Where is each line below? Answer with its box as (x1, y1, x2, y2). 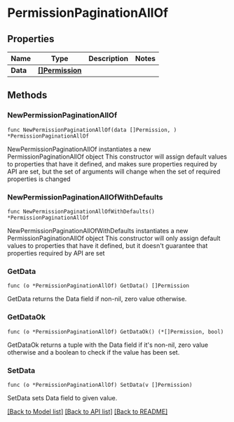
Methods (7, 89, 48, 101)
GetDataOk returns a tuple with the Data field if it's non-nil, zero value (7, 341, 209, 349)
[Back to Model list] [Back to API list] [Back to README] (7, 407, 168, 416)
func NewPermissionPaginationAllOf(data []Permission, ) (7, 126, 177, 133)
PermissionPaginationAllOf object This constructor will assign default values (7, 152, 228, 161)
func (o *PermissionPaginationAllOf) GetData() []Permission (7, 282, 190, 289)
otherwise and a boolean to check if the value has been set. (7, 348, 180, 356)
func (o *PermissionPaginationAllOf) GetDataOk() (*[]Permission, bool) (7, 328, 224, 335)
